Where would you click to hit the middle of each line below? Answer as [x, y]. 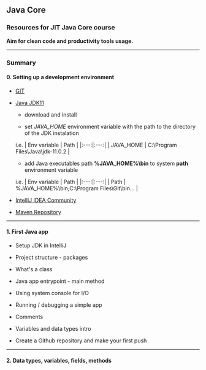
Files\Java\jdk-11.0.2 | [42, 151]
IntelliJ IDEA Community [46, 200]
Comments [29, 317]
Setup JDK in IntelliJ [41, 245]
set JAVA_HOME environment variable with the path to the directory [110, 126]
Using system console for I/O [52, 293]
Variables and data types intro [53, 329]
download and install [51, 114]
